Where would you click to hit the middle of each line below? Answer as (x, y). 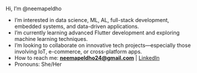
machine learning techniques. (51, 39)
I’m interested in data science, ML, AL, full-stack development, (92, 20)
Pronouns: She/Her (38, 64)
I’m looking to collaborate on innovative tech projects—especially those (102, 45)
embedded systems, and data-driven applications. (77, 26)
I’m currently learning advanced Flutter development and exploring (97, 33)
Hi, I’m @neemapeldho (34, 9)
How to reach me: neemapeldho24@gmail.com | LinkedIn (87, 58)
